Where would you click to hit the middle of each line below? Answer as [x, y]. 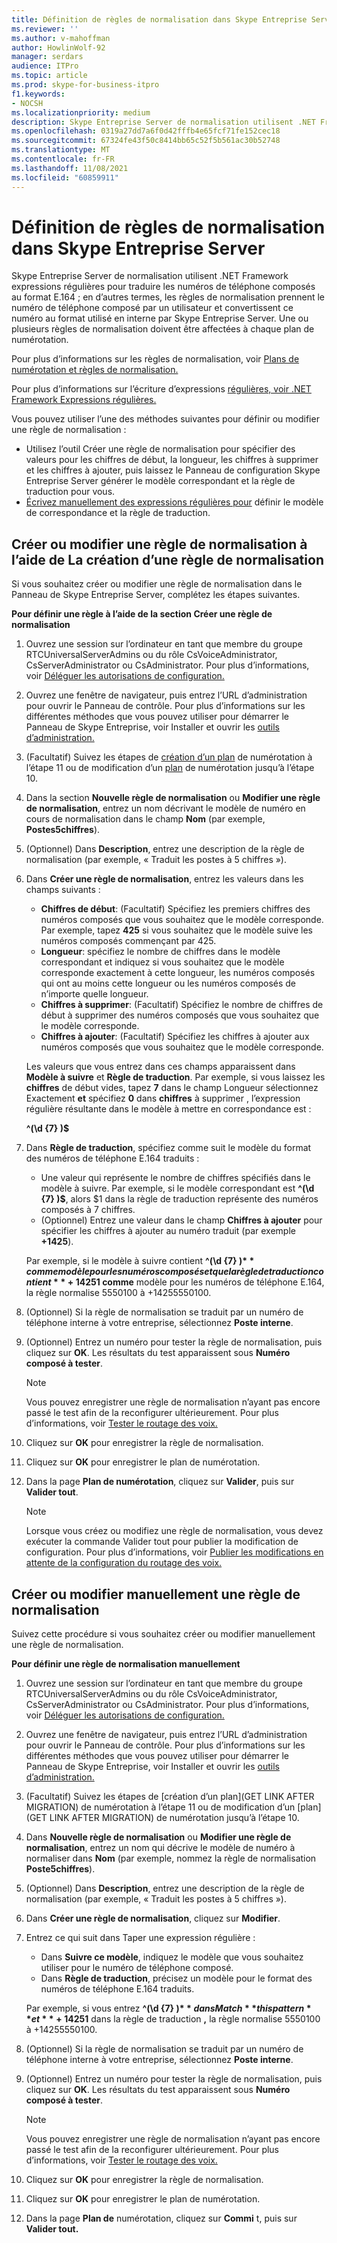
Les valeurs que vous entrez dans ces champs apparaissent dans [160, 1067]
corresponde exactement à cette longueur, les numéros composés [178, 973]
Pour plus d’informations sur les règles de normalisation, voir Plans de [155, 359]
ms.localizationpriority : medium [81, 112]
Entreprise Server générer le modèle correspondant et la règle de [160, 481]
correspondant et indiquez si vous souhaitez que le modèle [162, 962]
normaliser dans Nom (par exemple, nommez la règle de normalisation [171, 1858]
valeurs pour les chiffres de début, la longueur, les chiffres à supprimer [172, 460]
